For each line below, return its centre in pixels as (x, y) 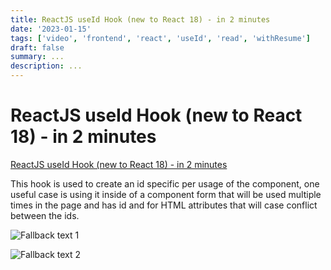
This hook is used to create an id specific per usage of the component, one (165, 183)
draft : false (37, 47)
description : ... (46, 66)
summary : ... (37, 57)
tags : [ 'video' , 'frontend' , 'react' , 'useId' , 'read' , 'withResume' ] (160, 38)
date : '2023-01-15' (51, 29)
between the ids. (45, 215)
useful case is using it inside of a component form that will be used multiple (166, 194)
